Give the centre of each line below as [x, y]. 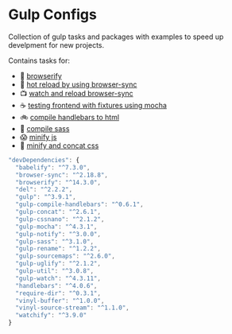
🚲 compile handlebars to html [70, 117]
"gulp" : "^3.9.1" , [46, 197]
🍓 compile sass [44, 128]
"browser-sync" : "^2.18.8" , [62, 175]
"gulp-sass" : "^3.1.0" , [54, 241]
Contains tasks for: [39, 60]
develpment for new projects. [56, 45]
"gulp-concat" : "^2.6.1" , [58, 212]
